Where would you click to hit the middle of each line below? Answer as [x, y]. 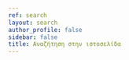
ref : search [28, 15]
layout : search [33, 23]
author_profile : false [45, 30]
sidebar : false [33, 37]
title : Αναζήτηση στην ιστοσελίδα [65, 44]
